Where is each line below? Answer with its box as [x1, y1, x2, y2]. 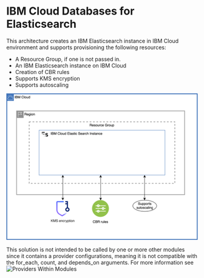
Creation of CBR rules [15, 68, 70, 75]
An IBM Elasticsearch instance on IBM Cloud [15, 62, 126, 69]
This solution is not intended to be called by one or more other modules [6, 246, 185, 253]
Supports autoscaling [15, 81, 69, 89]
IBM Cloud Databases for [6, 4, 135, 18]
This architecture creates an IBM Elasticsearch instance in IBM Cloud [6, 37, 179, 44]
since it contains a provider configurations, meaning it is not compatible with [6, 252, 197, 259]
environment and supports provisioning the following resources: [6, 44, 166, 51]
